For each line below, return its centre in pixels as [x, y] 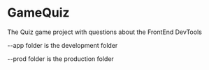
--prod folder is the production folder [60, 59]
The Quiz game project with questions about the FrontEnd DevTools [105, 32]
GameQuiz [38, 13]
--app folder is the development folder [63, 45]
